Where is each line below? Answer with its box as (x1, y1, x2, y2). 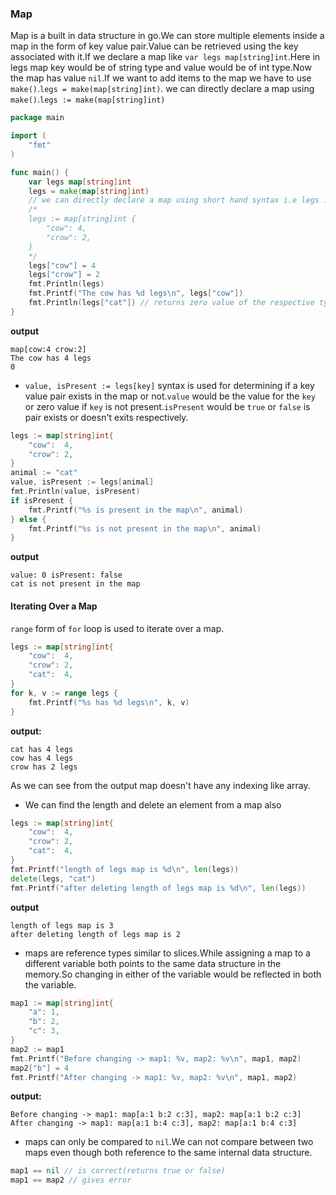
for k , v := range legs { (10, 688, 118, 698)
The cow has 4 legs (10, 353, 92, 363)
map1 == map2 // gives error (10, 1175, 132, 1186)
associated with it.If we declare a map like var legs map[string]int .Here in (10, 51, 321, 63)
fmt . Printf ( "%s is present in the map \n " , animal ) (28, 505, 244, 515)
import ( (10, 131, 47, 141)
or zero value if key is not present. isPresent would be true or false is (24, 400, 311, 412)
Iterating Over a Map (10, 600, 98, 612)
